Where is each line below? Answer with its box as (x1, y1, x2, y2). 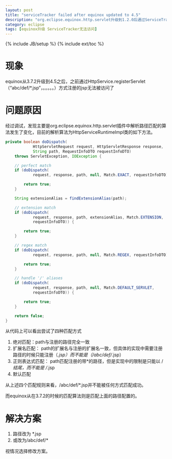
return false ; (14, 313, 45, 319)
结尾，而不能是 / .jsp (12, 364, 55, 371)
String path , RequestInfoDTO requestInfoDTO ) (32, 149, 132, 154)
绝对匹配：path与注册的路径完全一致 (12, 339, 90, 345)
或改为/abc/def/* (12, 437, 49, 444)
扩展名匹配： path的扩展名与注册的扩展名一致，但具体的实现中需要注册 (12, 345, 163, 352)
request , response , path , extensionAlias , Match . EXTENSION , (32, 214, 164, 220)
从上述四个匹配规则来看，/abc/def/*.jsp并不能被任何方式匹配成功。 (5, 382, 146, 388)
